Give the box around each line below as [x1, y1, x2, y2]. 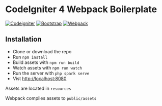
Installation [5, 35, 42, 44]
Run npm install [12, 54, 48, 60]
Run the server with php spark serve [12, 70, 90, 76]
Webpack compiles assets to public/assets [5, 95, 97, 101]
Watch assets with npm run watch [12, 64, 83, 70]
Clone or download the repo [12, 48, 72, 54]
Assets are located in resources [5, 85, 71, 91]
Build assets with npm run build [12, 59, 79, 65]
